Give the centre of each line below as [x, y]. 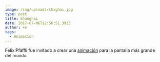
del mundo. [16, 55]
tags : [10, 32]
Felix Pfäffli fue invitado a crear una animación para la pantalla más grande [80, 50]
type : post [16, 14]
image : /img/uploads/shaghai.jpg [39, 9]
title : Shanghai [21, 18]
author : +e [16, 28]
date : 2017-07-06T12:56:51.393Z [38, 23]
